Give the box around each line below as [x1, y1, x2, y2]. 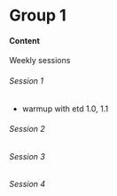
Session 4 [9, 179, 46, 190]
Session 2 [9, 124, 46, 135]
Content [9, 35, 40, 45]
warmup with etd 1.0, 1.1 [21, 103, 109, 114]
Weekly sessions [9, 55, 71, 66]
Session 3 [9, 151, 46, 161]
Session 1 [9, 75, 44, 86]
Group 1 [9, 5, 66, 26]
